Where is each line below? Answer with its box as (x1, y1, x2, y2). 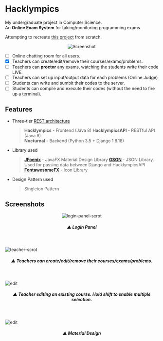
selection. (71, 297, 92, 303)
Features (5, 105, 33, 113)
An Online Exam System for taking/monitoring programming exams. (5, 24, 142, 30)
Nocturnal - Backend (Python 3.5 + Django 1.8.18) (24, 138, 124, 144)
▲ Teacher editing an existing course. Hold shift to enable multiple (13, 291, 151, 297)
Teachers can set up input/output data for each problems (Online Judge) (12, 74, 158, 81)
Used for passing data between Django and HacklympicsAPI (24, 162, 145, 168)
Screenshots (5, 200, 45, 208)
